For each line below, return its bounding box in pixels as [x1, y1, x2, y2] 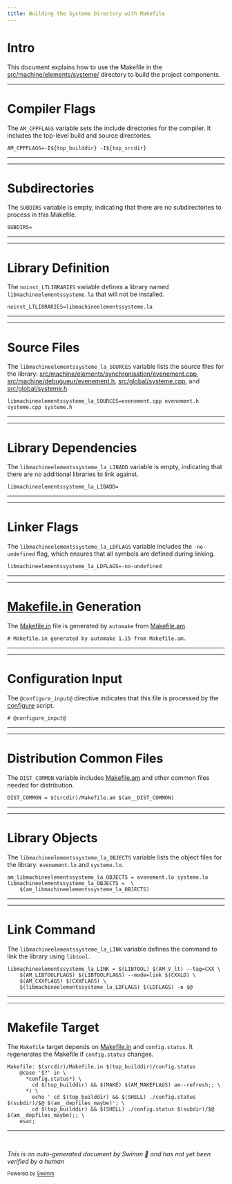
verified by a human [7, 1157, 65, 1165]
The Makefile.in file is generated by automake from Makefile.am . [7, 622, 187, 630]
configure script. [7, 702, 55, 710]
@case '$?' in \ [19, 1069, 67, 1076]
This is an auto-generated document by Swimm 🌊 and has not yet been [7, 1149, 211, 1158]
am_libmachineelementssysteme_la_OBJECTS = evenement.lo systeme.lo [7, 873, 209, 881]
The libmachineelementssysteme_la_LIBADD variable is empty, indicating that [7, 463, 222, 471]
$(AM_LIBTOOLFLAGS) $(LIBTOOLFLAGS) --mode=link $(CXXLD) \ [19, 972, 196, 978]
